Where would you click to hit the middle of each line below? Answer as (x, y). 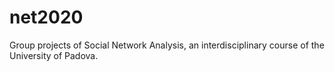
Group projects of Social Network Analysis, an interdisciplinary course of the (167, 45)
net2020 (46, 17)
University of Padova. (54, 55)
